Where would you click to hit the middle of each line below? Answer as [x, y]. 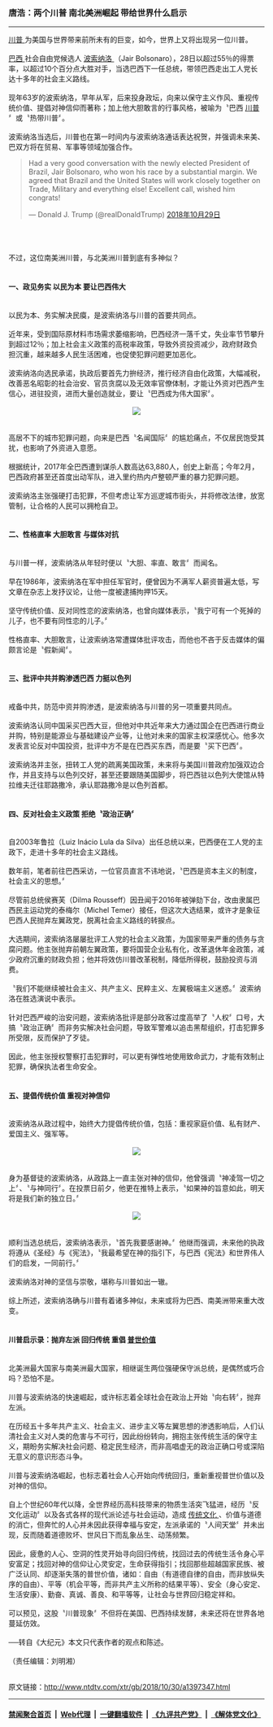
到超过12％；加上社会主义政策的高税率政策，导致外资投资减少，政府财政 [130, 344]
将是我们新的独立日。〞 [46, 1198]
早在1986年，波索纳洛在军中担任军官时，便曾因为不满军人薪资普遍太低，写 [134, 581]
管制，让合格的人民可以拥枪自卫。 [65, 505]
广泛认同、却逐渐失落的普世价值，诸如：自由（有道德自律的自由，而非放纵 [133, 1574]
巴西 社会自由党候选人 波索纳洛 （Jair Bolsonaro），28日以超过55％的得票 [131, 59]
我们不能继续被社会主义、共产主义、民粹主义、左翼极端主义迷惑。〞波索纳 [138, 988]
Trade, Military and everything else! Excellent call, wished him [132, 190]
